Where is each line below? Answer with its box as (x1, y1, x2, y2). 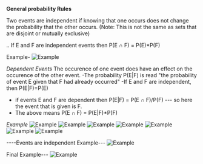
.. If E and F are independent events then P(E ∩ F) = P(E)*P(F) (6, 42, 161, 49)
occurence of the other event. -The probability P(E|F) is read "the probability (6, 72, 197, 78)
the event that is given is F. (15, 103, 82, 110)
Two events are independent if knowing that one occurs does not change (6, 17, 189, 24)
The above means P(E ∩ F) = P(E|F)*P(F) (15, 109, 118, 116)
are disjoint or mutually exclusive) (6, 30, 90, 37)
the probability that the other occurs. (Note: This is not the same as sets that (6, 24, 197, 30)
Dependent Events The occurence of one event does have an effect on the (6, 65, 193, 72)
